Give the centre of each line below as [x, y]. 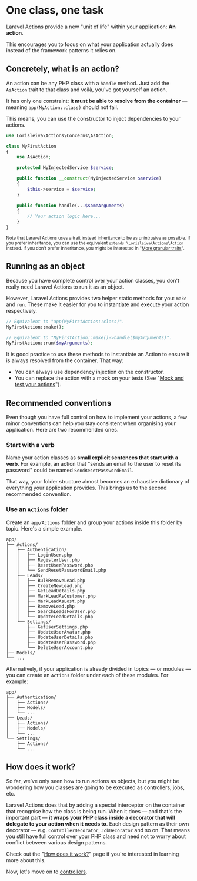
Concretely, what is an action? [63, 69]
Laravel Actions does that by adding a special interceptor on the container [96, 805]
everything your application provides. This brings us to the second [86, 488]
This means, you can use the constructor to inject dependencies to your [93, 118]
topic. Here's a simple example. [44, 528]
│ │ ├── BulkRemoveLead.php [46, 581]
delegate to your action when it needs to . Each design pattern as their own [98, 824]
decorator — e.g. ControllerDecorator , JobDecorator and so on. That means [98, 830]
